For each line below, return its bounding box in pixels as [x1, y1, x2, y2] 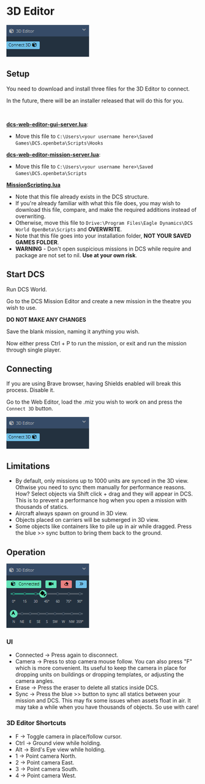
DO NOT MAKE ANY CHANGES [6, 315, 87, 323]
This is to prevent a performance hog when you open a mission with [15, 497, 187, 504]
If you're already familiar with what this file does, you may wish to [15, 199, 181, 206]
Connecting [6, 363, 53, 374]
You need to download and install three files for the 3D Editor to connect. [6, 85, 190, 92]
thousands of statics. [15, 503, 69, 511]
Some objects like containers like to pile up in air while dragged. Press [15, 522, 192, 530]
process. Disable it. [6, 386, 55, 394]
